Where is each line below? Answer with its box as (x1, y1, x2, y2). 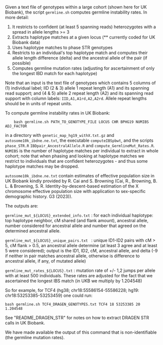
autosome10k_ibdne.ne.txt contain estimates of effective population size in (5, 173, 155, 178)
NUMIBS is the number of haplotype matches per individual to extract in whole (5, 148, 159, 153)
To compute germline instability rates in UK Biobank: (5, 110, 110, 116)
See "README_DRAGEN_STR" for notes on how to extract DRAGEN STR (5, 315, 149, 321)
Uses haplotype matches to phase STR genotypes (12, 45, 113, 50)
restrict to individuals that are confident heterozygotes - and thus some (5, 158, 148, 164)
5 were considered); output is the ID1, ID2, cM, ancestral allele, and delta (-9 (5, 248, 158, 253)
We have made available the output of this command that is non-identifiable (5, 329, 157, 335)
